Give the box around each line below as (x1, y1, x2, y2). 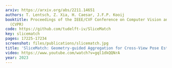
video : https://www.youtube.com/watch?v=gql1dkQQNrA (5, 50, 120, 55)
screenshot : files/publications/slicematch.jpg (5, 41, 109, 46)
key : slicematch (5, 31, 40, 36)
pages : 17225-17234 (5, 36, 47, 41)
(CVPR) (10, 21, 24, 27)
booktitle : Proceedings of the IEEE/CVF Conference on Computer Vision (5, 17, 161, 22)
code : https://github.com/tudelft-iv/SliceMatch (5, 27, 111, 32)
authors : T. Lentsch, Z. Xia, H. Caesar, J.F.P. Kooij (5, 12, 125, 17)
